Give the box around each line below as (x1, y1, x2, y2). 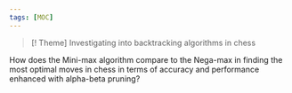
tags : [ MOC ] (9, 12, 53, 22)
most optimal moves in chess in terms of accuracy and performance (9, 64, 260, 74)
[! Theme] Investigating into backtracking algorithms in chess (30, 37, 256, 48)
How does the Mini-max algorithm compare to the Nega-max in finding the (9, 54, 283, 65)
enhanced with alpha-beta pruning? (9, 73, 141, 84)
